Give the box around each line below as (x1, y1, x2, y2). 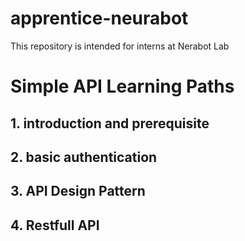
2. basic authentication (10, 148, 158, 166)
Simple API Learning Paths (10, 75, 235, 98)
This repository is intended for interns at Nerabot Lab (10, 40, 230, 52)
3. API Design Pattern (10, 183, 146, 200)
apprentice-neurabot (10, 7, 189, 30)
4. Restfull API (10, 217, 100, 234)
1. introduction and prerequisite (10, 115, 210, 132)
